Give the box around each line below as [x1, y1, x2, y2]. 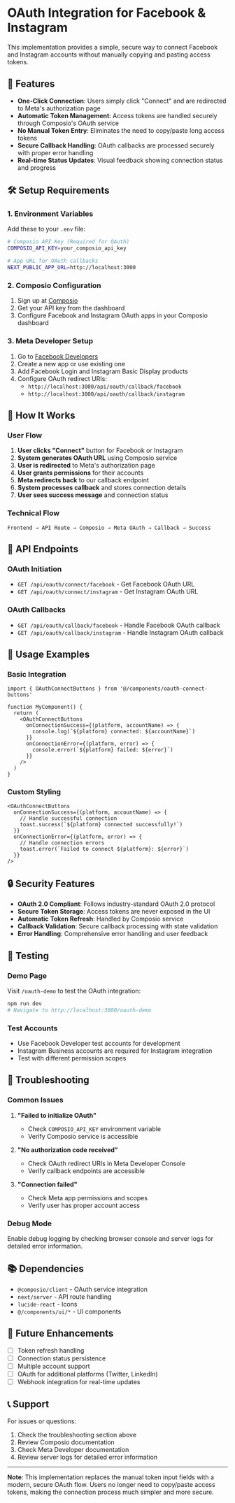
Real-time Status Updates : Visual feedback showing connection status [17, 156, 223, 164]
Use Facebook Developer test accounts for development [17, 1040, 180, 1048]
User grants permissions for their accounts [17, 468, 144, 477]
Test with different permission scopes [17, 1054, 127, 1063]
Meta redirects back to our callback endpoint [17, 476, 149, 484]
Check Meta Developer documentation [17, 1445, 129, 1453]
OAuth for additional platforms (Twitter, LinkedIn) [17, 1369, 159, 1378]
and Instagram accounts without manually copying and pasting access [7, 50, 211, 59]
